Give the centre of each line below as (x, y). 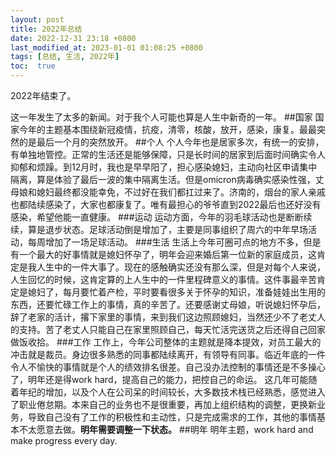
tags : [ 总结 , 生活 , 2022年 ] (65, 57)
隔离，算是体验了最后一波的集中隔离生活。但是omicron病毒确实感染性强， (163, 179)
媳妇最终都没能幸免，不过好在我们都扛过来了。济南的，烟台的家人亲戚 (181, 192)
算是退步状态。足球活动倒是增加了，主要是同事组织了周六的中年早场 (167, 229)
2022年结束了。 (43, 95)
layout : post (37, 19)
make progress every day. (64, 440)
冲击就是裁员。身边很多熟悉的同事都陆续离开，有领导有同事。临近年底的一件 (168, 354)
